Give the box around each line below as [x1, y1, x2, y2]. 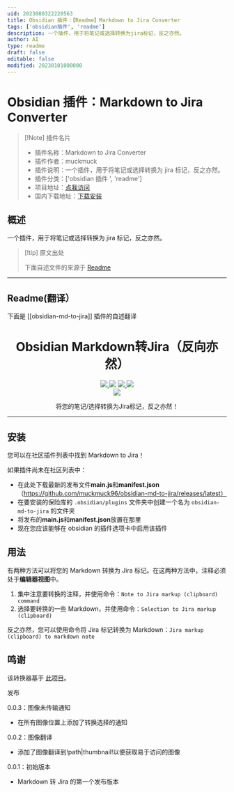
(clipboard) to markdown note [7, 633, 95, 640]
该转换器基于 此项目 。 [7, 674, 70, 682]
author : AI [7, 36, 39, 43]
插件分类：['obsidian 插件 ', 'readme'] [34, 174, 143, 183]
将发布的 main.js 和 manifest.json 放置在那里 [17, 515, 141, 523]
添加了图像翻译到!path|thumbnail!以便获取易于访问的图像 [17, 747, 181, 756]
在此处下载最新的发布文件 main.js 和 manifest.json [17, 480, 160, 488]
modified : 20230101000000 [7, 62, 82, 69]
